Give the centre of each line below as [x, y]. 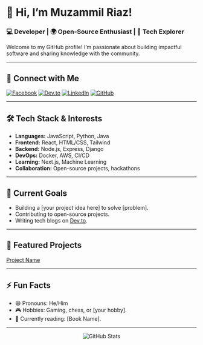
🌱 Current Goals [37, 193]
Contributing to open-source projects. [62, 214]
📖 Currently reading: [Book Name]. [58, 318]
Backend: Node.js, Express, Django [59, 149]
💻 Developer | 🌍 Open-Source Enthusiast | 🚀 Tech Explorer [95, 32]
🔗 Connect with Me [43, 78]
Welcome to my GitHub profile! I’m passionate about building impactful [94, 47]
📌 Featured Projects [44, 245]
